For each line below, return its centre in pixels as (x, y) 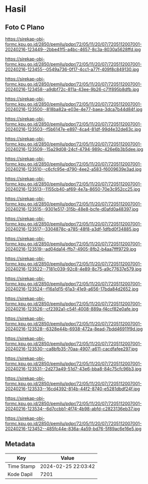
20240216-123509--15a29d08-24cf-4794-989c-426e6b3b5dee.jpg (74, 149)
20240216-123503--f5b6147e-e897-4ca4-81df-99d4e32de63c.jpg (73, 129)
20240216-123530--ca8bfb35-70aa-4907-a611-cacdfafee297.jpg (72, 349)
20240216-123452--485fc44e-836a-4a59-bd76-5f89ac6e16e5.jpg (73, 429)
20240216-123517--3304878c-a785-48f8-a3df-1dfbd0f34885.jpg (72, 229)
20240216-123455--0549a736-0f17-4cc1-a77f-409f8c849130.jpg (72, 69)
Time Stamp (22, 466)
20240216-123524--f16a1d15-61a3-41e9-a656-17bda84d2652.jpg (72, 289)
